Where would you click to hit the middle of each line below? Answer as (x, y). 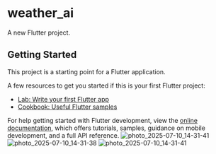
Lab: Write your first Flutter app (63, 99)
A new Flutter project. (39, 32)
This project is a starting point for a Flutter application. (86, 71)
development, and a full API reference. (63, 135)
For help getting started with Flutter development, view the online (103, 120)
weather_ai (41, 13)
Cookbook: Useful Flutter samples (67, 107)
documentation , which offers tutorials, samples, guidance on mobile (106, 128)
